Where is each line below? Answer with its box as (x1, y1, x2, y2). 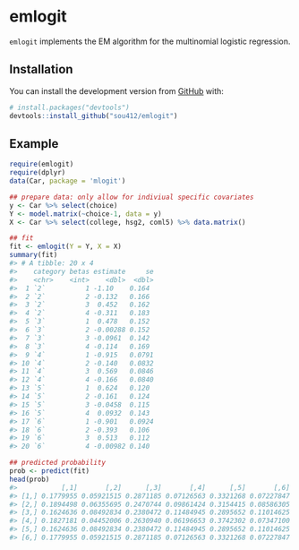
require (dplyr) (9, 168, 66, 177)
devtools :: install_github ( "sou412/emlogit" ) (9, 111, 178, 120)
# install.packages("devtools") (9, 103, 130, 112)
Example (9, 136, 59, 151)
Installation (9, 62, 73, 77)
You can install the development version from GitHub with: (9, 85, 224, 96)
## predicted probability (9, 459, 106, 468)
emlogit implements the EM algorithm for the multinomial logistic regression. (9, 36, 291, 47)
